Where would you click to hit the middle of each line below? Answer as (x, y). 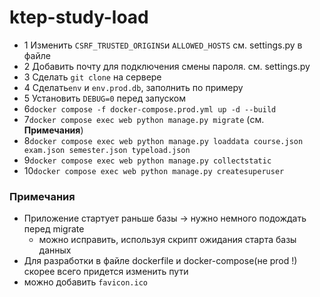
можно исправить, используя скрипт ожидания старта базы (167, 240)
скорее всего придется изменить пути (106, 272)
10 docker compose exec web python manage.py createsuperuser (154, 170)
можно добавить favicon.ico (85, 282)
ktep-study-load (79, 17)
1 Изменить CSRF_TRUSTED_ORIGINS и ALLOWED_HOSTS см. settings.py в (163, 45)
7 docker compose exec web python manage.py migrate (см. (144, 119)
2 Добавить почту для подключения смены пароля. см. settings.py (167, 66)
